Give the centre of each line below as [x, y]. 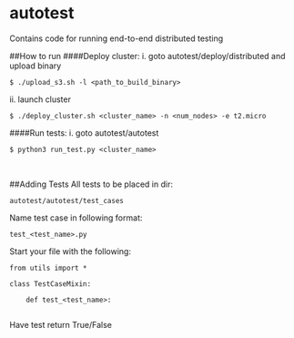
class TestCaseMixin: [51, 284]
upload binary [35, 66]
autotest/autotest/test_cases [67, 200]
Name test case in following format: [76, 218]
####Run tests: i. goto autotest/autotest [84, 133]
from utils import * [49, 268]
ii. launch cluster [40, 99]
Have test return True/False [61, 324]
